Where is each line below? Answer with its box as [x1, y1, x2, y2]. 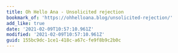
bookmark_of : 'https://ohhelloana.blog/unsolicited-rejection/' [6, 15, 173, 21]
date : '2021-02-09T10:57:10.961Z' [6, 26, 94, 32]
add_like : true [6, 20, 45, 26]
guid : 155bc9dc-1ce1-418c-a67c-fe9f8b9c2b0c [6, 37, 121, 43]
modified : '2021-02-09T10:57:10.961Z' [6, 32, 105, 38]
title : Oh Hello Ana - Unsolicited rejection [6, 9, 124, 15]
